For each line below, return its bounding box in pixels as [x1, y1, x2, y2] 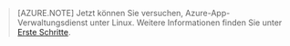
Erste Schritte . [16, 27, 71, 37]
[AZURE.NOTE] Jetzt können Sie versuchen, [16, 8, 184, 18]
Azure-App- [185, 8, 231, 18]
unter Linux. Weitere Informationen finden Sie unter [89, 17, 283, 28]
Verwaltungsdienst [16, 17, 88, 28]
